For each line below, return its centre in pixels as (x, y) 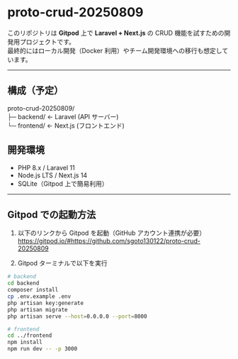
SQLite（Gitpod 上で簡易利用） (63, 183)
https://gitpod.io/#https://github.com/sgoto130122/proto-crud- (109, 241)
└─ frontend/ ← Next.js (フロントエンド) (66, 126)
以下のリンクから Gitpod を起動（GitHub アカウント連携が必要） (112, 233)
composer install (33, 290)
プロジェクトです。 (47, 42)
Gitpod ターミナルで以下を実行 (62, 263)
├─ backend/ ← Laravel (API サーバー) (63, 116)
